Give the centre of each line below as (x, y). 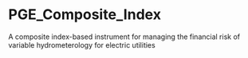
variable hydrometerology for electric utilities (82, 44)
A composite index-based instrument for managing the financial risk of (124, 37)
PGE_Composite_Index (85, 15)
